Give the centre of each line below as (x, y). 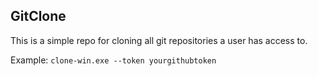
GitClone (38, 16)
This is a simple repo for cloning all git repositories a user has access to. (159, 40)
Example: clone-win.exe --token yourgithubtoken (113, 60)
